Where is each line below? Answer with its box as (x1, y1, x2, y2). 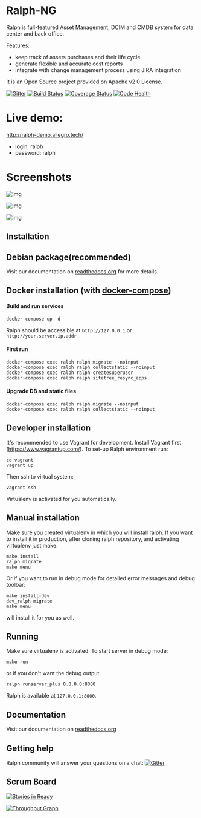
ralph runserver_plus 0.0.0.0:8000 (6, 681, 96, 687)
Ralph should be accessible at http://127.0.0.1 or (6, 326, 132, 333)
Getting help (6, 743, 54, 753)
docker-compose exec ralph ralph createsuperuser (6, 370, 134, 376)
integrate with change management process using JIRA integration (14, 66, 181, 73)
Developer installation (6, 423, 91, 433)
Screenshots (6, 171, 72, 185)
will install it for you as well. (6, 613, 74, 621)
